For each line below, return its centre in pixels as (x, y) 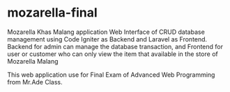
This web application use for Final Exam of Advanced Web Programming (111, 75)
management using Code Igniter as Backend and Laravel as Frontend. (107, 39)
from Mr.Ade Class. (35, 82)
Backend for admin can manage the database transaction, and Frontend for (115, 46)
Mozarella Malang (33, 61)
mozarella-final (52, 13)
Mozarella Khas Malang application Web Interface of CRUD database (106, 32)
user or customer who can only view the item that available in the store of (113, 54)
